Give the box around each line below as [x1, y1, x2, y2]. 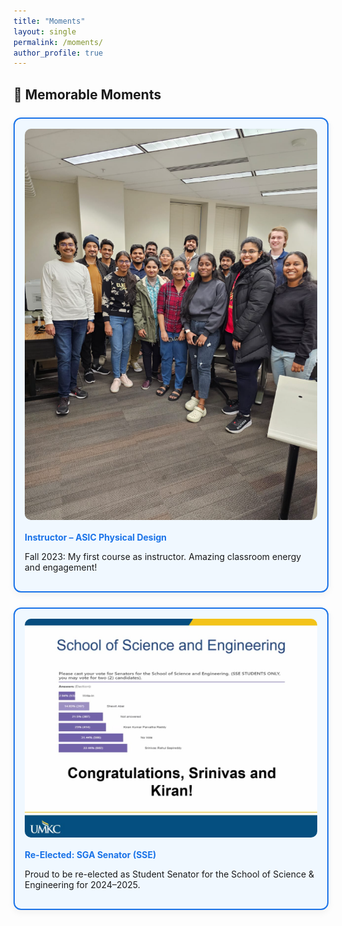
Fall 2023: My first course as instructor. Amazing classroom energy [24, 550, 302, 562]
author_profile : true [13, 48, 104, 58]
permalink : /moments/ [13, 37, 104, 47]
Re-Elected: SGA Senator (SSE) [24, 848, 157, 860]
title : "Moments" [13, 16, 86, 26]
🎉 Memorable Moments [13, 86, 162, 103]
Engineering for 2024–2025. [24, 878, 141, 890]
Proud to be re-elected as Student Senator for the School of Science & [24, 868, 315, 880]
